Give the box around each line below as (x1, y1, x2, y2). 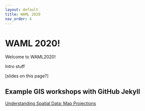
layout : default (5, 7, 38, 12)
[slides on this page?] (5, 73, 49, 79)
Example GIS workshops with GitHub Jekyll (5, 87, 140, 96)
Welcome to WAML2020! (5, 54, 56, 60)
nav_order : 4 (5, 16, 32, 21)
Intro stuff (5, 64, 26, 70)
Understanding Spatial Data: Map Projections (5, 101, 96, 107)
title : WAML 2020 (5, 12, 41, 17)
